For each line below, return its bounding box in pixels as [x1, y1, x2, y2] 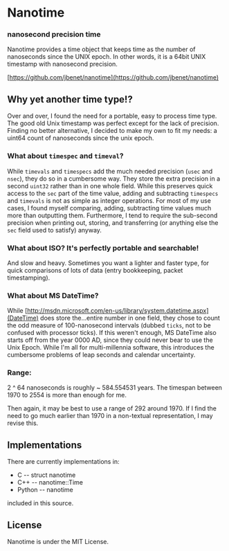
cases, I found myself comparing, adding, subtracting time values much [7, 204, 212, 212]
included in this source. [7, 499, 74, 507]
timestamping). [7, 273, 51, 282]
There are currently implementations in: [7, 458, 120, 466]
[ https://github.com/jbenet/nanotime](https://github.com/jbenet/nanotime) [7, 73, 219, 82]
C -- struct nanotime [17, 471, 76, 479]
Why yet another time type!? [7, 93, 133, 105]
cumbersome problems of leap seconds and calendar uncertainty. [7, 351, 196, 359]
